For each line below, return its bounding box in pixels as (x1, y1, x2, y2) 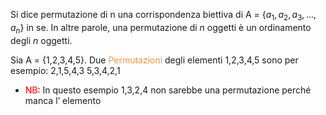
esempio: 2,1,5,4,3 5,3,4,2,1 (10, 64, 121, 76)
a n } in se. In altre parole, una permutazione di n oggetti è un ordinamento (10, 21, 312, 36)
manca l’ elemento (24, 94, 102, 106)
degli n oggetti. (10, 34, 73, 46)
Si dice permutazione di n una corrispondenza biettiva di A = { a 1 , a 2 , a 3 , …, (10, 9, 317, 23)
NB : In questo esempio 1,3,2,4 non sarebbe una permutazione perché (24, 84, 312, 96)
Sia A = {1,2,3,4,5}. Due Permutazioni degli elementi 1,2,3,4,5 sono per (10, 54, 299, 66)
